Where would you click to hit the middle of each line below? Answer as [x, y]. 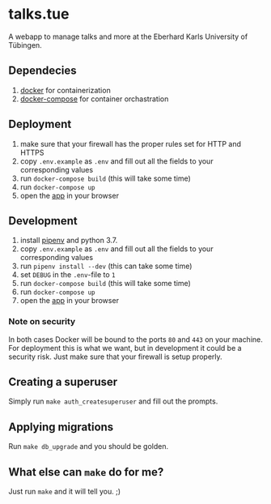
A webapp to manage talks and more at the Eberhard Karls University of [128, 36]
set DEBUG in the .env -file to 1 [68, 275]
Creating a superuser [63, 382]
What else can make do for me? [86, 472]
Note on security [42, 322]
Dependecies [42, 71]
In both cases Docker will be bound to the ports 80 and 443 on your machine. [135, 339]
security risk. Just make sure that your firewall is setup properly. [115, 357]
